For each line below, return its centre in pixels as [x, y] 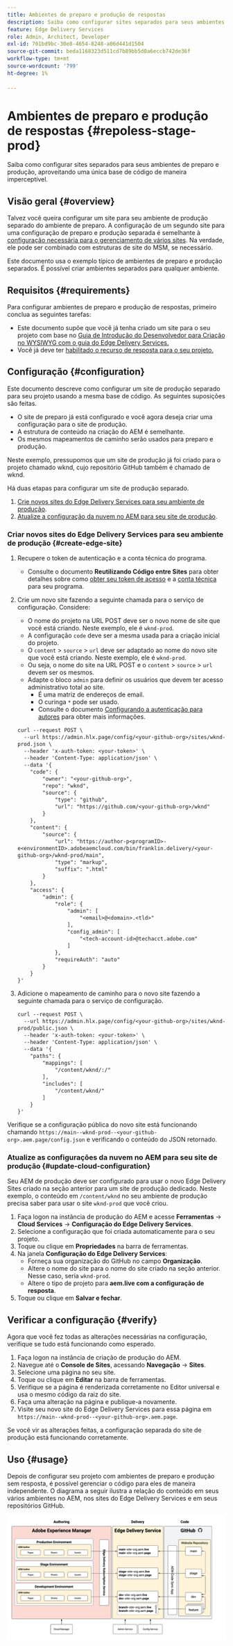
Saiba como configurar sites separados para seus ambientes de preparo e [113, 165]
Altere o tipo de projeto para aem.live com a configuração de [116, 1283]
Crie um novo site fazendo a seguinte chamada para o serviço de [111, 600]
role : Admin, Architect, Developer [59, 37]
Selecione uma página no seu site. [66, 1372]
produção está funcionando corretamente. [68, 1437]
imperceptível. [28, 179]
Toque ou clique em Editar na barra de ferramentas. [92, 1380]
